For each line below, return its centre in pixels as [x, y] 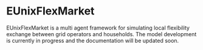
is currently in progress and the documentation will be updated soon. [93, 40]
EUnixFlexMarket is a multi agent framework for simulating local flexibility [98, 28]
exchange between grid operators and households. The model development [101, 34]
